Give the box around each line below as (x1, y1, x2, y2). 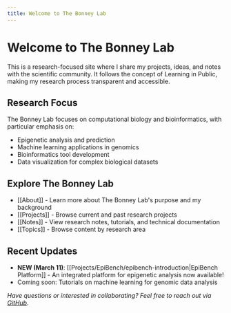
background (17, 204, 52, 212)
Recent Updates (7, 245, 78, 257)
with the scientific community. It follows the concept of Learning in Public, (7, 69, 218, 78)
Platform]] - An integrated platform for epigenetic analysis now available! (17, 271, 224, 279)
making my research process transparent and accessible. (7, 77, 170, 85)
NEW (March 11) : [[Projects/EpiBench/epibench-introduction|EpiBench (17, 263, 219, 272)
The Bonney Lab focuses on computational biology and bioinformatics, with (7, 115, 222, 124)
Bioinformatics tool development (17, 151, 110, 159)
